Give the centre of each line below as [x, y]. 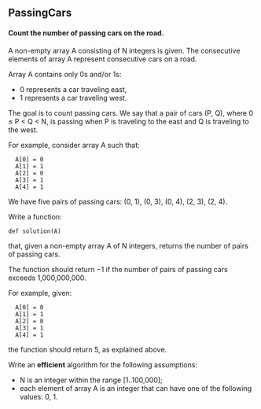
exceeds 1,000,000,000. [47, 278]
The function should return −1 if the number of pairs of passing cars [118, 269]
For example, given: [40, 293]
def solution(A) [35, 231]
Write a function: [35, 216]
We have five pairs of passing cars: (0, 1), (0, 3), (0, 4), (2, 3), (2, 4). [118, 201]
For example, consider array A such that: [74, 145]
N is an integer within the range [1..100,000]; [91, 380]
